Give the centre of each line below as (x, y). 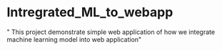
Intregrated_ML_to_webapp (90, 12)
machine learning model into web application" (74, 39)
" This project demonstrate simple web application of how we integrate (111, 32)
